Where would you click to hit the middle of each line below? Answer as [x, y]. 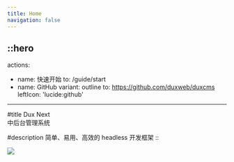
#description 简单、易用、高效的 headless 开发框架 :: [83, 138]
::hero [21, 48]
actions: [18, 65]
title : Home [24, 14]
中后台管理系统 [29, 123]
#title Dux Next [29, 115]
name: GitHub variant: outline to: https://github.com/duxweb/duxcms [116, 87]
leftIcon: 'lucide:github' [50, 95]
